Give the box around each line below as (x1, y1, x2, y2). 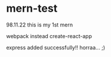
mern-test (6, 2, 58, 15)
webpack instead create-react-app (6, 32, 92, 39)
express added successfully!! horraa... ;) (6, 43, 106, 51)
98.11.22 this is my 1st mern (6, 21, 73, 28)
